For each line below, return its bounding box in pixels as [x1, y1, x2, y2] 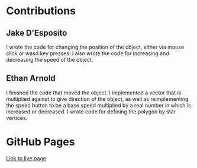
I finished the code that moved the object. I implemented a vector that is [6, 89, 182, 96]
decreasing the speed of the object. [6, 56, 93, 63]
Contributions [6, 4, 76, 18]
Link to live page [6, 154, 46, 161]
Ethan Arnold [6, 73, 56, 84]
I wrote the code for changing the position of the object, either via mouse [6, 43, 185, 50]
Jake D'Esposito [6, 28, 67, 38]
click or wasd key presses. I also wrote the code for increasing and [6, 50, 169, 57]
